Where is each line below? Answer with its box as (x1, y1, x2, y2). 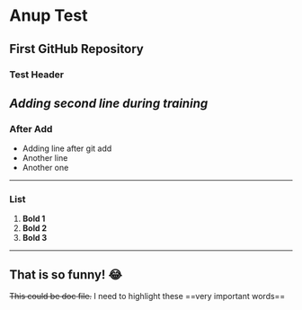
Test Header (9, 68, 65, 81)
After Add (9, 122, 53, 135)
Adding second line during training (9, 95, 209, 111)
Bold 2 (22, 223, 48, 234)
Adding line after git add (22, 143, 112, 154)
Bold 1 (22, 213, 46, 225)
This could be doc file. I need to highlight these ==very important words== (9, 291, 286, 302)
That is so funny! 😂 (9, 267, 123, 282)
